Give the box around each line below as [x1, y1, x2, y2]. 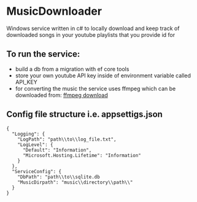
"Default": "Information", [22, 147, 92, 153]
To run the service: [6, 49, 80, 60]
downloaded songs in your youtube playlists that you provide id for [6, 31, 176, 38]
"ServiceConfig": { [12, 168, 62, 174]
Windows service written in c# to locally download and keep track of [6, 25, 180, 32]
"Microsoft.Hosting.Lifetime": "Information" [22, 152, 141, 158]
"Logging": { [12, 131, 45, 137]
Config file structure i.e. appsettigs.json [6, 109, 163, 120]
